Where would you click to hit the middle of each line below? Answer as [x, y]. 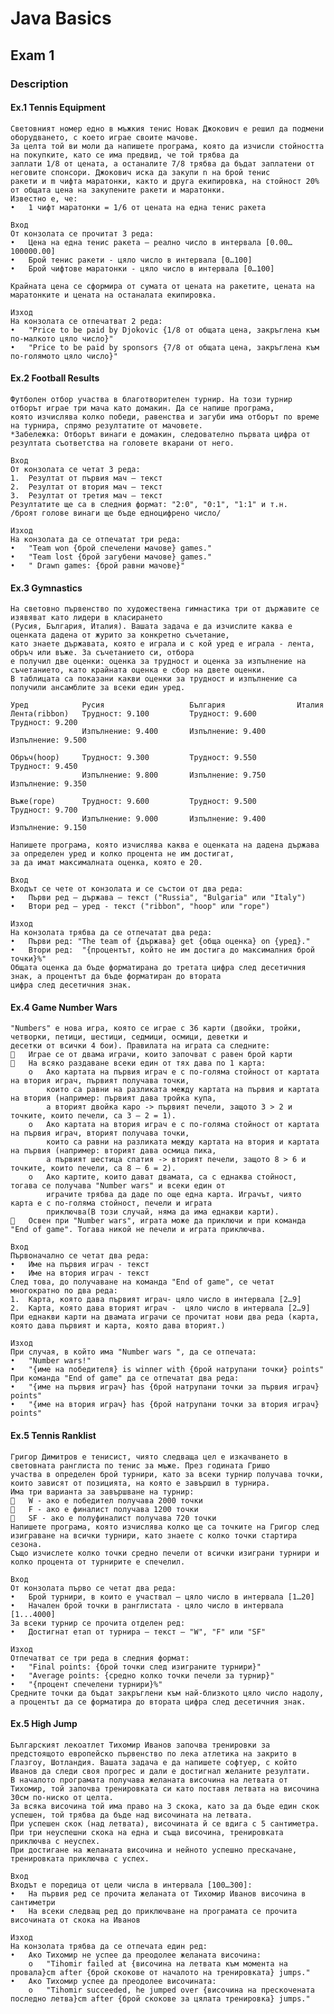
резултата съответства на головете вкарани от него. [122, 443]
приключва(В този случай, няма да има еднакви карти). [163, 1212]
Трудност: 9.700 [44, 810]
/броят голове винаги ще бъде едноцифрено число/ [116, 513]
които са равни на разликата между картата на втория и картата [183, 1142]
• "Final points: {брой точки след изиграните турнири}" [136, 1667]
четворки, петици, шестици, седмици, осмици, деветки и [129, 1037]
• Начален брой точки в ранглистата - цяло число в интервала [147, 1605]
